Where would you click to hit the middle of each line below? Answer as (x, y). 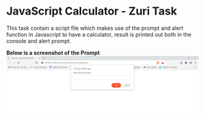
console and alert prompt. (39, 41)
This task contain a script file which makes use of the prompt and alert (95, 28)
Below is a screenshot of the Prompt (53, 52)
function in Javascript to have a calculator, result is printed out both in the (99, 34)
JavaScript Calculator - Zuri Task (92, 11)
